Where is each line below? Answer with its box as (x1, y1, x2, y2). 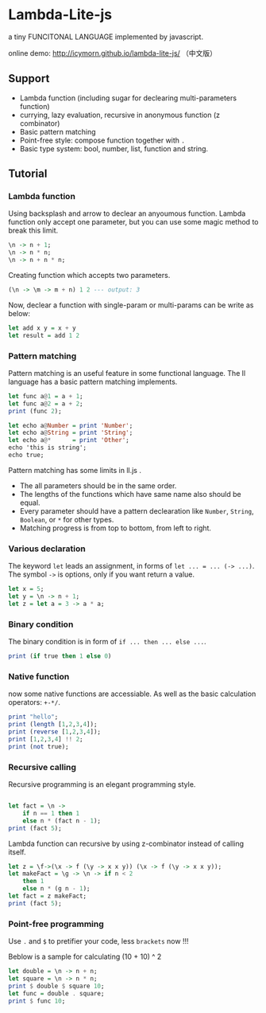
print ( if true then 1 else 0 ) (8, 652, 112, 660)
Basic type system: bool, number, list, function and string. (19, 143, 209, 153)
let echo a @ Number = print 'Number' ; (8, 421, 133, 429)
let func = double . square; (8, 989, 105, 997)
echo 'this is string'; (8, 444, 87, 452)
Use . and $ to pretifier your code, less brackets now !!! (8, 937, 189, 946)
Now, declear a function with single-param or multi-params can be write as (8, 300, 254, 310)
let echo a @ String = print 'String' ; (8, 428, 133, 437)
